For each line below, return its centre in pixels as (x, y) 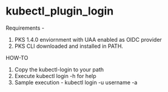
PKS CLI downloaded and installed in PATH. (69, 46)
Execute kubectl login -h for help (55, 76)
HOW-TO (17, 57)
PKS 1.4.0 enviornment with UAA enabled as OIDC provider (88, 39)
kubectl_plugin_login (60, 11)
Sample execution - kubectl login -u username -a (76, 82)
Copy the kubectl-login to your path (59, 69)
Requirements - (25, 28)
